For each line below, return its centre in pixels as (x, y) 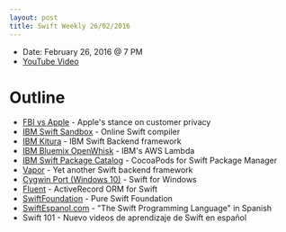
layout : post (34, 18)
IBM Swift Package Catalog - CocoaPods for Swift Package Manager (149, 161)
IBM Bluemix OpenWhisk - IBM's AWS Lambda (108, 151)
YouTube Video (50, 61)
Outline (37, 98)
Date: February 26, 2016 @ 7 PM (82, 51)
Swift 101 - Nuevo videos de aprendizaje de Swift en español (134, 218)
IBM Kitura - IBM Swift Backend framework (102, 141)
